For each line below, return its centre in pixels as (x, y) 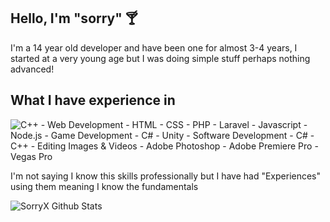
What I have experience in (93, 100)
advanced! (32, 69)
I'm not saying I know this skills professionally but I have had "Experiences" (166, 176)
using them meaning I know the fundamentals (104, 186)
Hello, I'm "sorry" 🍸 (74, 18)
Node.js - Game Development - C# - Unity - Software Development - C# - (162, 135)
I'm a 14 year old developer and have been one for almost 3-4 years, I (154, 47)
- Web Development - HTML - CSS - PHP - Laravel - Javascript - (174, 124)
